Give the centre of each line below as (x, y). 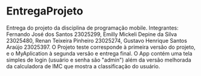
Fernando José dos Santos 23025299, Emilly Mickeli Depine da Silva (91, 34)
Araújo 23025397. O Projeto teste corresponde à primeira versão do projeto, (101, 47)
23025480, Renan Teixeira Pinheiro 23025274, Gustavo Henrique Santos (97, 40)
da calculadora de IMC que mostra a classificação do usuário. (83, 66)
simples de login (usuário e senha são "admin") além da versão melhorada (99, 60)
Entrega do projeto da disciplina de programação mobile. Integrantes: (93, 28)
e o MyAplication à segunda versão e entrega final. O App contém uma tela (99, 53)
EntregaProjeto (45, 11)
